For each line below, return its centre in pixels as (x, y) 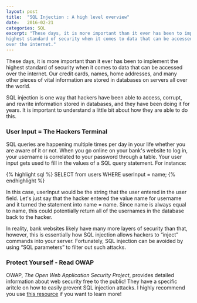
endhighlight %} (26, 181)
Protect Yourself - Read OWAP (50, 262)
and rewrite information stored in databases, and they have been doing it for (98, 104)
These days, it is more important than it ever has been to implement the (92, 61)
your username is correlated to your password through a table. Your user (94, 157)
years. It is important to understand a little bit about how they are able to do (97, 110)
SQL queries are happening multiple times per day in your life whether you (96, 144)
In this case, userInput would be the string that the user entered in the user (96, 192)
